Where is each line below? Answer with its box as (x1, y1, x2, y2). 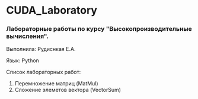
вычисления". (6, 32, 49, 40)
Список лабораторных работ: (6, 69, 81, 76)
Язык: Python (6, 57, 40, 64)
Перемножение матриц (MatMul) (14, 80, 99, 87)
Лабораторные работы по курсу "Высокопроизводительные (6, 25, 193, 33)
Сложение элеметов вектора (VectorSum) (14, 87, 122, 94)
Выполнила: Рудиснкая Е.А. (6, 46, 76, 53)
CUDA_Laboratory (6, 4, 98, 17)
